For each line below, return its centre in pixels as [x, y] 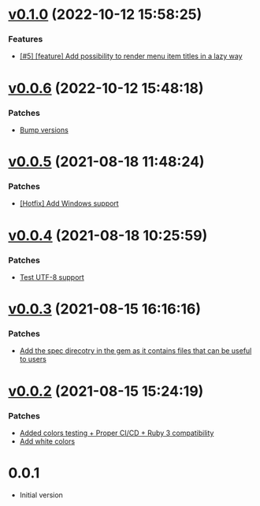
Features [26, 39]
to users [33, 359]
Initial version [41, 495]
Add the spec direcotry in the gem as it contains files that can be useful [136, 351]
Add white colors [47, 441]
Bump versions [44, 130]
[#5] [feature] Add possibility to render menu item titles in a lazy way [131, 56]
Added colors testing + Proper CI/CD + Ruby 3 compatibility [117, 433]
